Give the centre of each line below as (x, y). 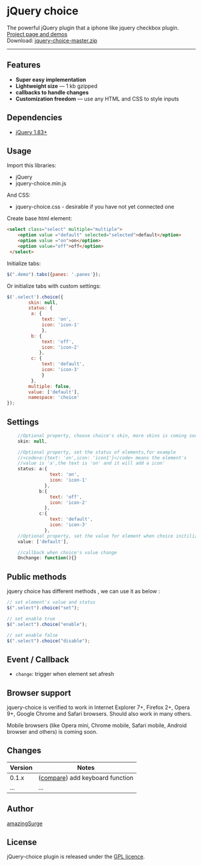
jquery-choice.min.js (41, 183)
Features (24, 65)
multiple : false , (50, 386)
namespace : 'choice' (54, 398)
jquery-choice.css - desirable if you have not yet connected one (95, 207)
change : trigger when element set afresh (65, 674)
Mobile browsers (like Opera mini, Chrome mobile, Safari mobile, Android (97, 725)
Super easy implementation (51, 79)
